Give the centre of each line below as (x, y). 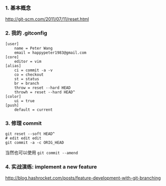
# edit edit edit (23, 138)
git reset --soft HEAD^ (30, 134)
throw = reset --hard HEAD (43, 88)
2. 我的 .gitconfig (26, 33)
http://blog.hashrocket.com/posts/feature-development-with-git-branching (83, 178)
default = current (33, 110)
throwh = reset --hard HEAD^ (45, 92)
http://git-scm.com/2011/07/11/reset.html (47, 19)
